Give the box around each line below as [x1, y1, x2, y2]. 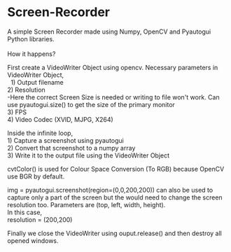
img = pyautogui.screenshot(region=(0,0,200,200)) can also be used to [7, 185, 213, 194]
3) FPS [7, 108, 27, 116]
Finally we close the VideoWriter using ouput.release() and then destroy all [7, 229, 222, 237]
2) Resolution [7, 85, 45, 94]
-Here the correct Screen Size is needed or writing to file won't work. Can [7, 92, 220, 101]
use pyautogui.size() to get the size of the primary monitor [7, 100, 175, 108]
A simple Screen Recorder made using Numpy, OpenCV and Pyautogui [7, 27, 211, 36]
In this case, [7, 208, 43, 216]
